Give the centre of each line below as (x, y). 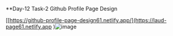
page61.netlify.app (29, 27)
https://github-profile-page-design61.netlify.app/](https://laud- (88, 20)
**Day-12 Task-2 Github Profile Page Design (62, 9)
